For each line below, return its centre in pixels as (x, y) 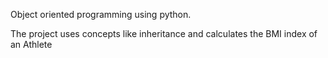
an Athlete (31, 44)
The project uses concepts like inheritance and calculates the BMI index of (164, 33)
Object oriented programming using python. (101, 14)
